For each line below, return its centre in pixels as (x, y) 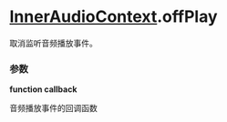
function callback (43, 89)
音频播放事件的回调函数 (53, 108)
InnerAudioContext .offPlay (113, 17)
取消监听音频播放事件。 (53, 43)
